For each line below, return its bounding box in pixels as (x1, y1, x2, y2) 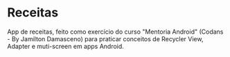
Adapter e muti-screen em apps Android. (7, 42, 125, 50)
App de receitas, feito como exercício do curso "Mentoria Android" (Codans (7, 27, 224, 36)
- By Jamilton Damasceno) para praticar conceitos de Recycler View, (7, 34, 204, 43)
